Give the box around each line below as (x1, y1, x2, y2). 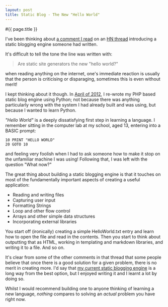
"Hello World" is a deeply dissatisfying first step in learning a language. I (5, 117, 155, 123)
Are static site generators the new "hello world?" (17, 61, 118, 67)
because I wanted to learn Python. (5, 107, 76, 113)
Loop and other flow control (12, 208, 70, 214)
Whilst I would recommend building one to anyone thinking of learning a (5, 285, 154, 291)
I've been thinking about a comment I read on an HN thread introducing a (5, 36, 157, 42)
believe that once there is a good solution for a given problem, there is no (5, 260, 157, 266)
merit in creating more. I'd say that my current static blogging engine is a (5, 265, 156, 271)
